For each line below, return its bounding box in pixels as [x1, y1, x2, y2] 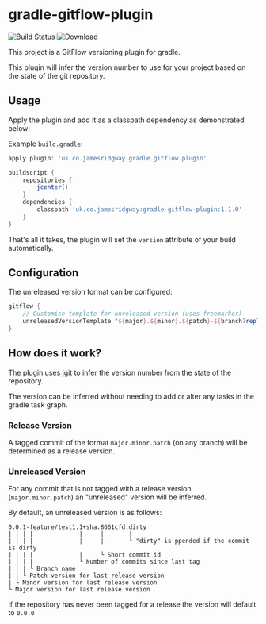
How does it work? [8, 347, 102, 360]
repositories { [22, 176, 73, 184]
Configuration [8, 266, 79, 279]
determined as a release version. [8, 446, 116, 456]
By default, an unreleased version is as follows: [8, 508, 162, 518]
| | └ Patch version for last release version [8, 572, 165, 580]
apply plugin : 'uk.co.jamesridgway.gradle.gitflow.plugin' [8, 154, 207, 162]
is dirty [8, 544, 37, 553]
